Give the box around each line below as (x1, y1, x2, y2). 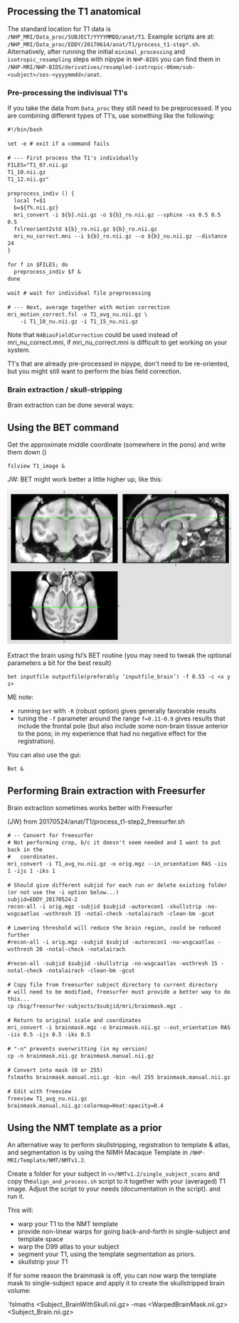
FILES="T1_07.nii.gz (7, 161, 69, 169)
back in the (7, 846, 43, 854)
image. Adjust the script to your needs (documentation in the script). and (7, 1184, 221, 1193)
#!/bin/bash (7, 126, 43, 134)
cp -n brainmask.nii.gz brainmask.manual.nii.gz (7, 1053, 154, 1060)
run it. (7, 1191, 25, 1201)
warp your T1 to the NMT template (17, 1219, 119, 1228)
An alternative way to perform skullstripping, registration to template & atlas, (7, 1140, 231, 1149)
